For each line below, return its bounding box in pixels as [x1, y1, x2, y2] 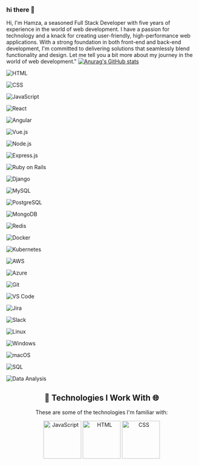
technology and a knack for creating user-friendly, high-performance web [6, 32, 191, 39]
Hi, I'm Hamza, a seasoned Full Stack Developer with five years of [6, 19, 171, 27]
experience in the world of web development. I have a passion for [6, 25, 170, 33]
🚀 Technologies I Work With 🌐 [44, 392, 159, 403]
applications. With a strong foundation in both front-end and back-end [6, 39, 181, 46]
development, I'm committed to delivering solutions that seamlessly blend [6, 45, 190, 52]
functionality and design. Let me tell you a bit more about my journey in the [6, 52, 193, 59]
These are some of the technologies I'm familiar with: [35, 409, 168, 416]
